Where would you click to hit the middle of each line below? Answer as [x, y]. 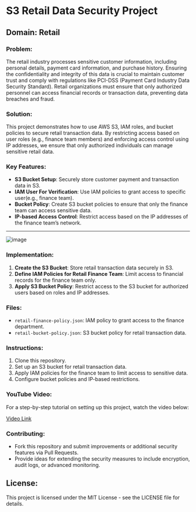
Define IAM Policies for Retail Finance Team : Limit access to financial [99, 274]
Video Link [19, 418]
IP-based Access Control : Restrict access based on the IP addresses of [101, 217]
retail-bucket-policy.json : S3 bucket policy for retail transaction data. [100, 333]
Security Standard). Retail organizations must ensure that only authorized [94, 87]
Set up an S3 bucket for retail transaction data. [71, 367]
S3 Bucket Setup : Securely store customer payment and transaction [97, 179]
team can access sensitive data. [53, 210]
